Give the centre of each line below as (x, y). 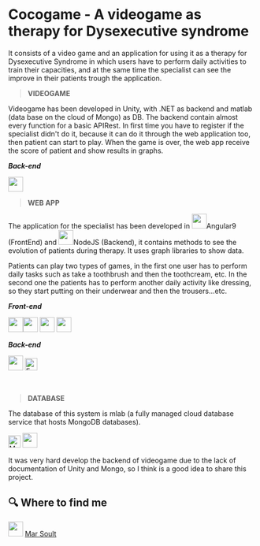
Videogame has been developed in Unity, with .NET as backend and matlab (130, 109)
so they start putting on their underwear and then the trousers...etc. (117, 291)
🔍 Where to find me (58, 503)
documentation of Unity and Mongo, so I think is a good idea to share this (127, 468)
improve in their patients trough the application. (85, 78)
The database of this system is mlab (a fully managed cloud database (121, 413)
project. (21, 477)
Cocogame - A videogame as (105, 15)
